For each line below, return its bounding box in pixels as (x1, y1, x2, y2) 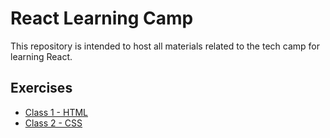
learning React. (10, 50, 73, 62)
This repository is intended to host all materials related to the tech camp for (10, 40, 320, 52)
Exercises (10, 80, 73, 97)
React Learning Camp (10, 7, 194, 30)
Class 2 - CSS (24, 117, 83, 129)
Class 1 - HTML (24, 106, 89, 118)
